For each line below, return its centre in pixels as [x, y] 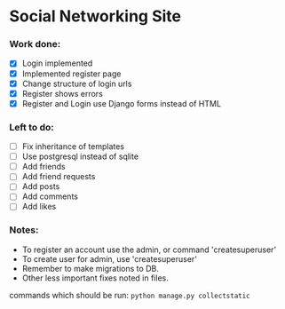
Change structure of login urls [77, 83]
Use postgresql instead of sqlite [80, 156]
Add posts [41, 186]
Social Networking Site [95, 16]
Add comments [50, 196]
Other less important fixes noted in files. [95, 278]
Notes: [24, 230]
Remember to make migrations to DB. [91, 268]
